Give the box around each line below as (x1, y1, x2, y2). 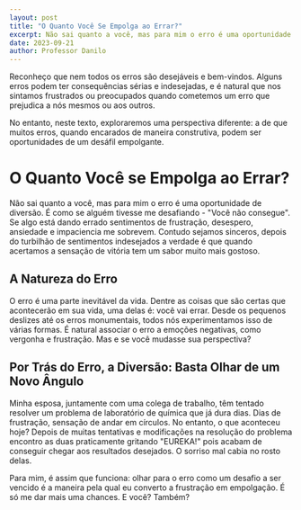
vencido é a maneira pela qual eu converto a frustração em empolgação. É (9, 482, 286, 493)
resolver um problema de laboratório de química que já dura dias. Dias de (9, 407, 281, 418)
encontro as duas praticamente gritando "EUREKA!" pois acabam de (9, 435, 262, 446)
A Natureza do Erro (9, 272, 119, 287)
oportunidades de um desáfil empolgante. (9, 137, 164, 148)
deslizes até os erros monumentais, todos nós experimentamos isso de (9, 314, 273, 325)
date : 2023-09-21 (9, 38, 75, 48)
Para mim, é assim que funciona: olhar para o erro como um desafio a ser (9, 472, 281, 483)
